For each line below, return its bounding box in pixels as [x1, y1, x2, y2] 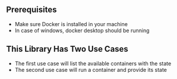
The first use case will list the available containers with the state [14, 59, 172, 67]
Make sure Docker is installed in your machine [14, 20, 128, 27]
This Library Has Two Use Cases [6, 44, 129, 54]
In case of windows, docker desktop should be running [14, 27, 150, 34]
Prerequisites [6, 5, 57, 15]
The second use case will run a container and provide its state [14, 66, 167, 73]
